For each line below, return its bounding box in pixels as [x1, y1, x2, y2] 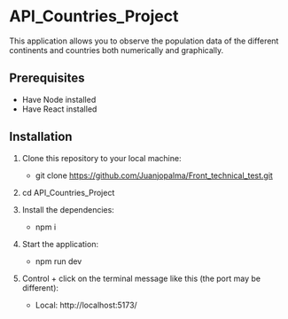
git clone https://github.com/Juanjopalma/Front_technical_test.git [35, 170, 273, 181]
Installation [9, 129, 73, 144]
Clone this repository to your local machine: [21, 152, 182, 163]
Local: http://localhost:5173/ [35, 300, 137, 310]
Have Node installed [21, 94, 97, 105]
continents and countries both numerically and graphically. [9, 44, 224, 55]
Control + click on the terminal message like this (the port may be [21, 273, 261, 284]
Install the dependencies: [21, 204, 115, 214]
